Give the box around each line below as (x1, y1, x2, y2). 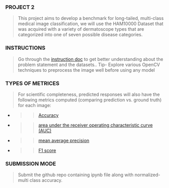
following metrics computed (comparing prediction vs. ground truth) (17, 96, 162, 103)
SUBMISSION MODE (5, 160, 56, 167)
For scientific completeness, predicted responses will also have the (17, 91, 160, 97)
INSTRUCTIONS (5, 45, 46, 52)
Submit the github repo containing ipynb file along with (17, 172, 134, 178)
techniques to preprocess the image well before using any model (17, 67, 155, 73)
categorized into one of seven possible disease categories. (17, 32, 143, 38)
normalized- (134, 172, 160, 178)
